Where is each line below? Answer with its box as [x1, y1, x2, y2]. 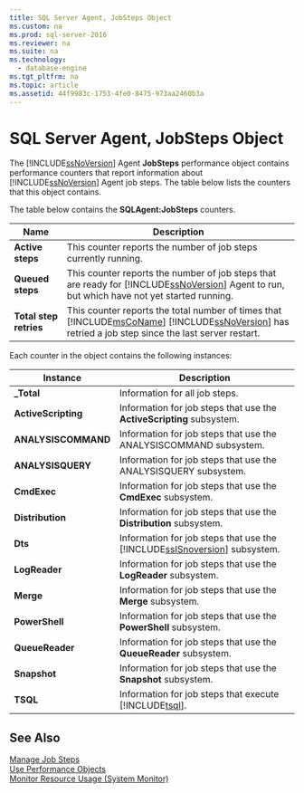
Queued [14, 272, 50, 285]
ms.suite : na [9, 47, 59, 56]
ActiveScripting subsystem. [119, 413, 240, 425]
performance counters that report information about [9, 167, 204, 178]
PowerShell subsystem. [119, 621, 222, 634]
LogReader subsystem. [119, 569, 219, 582]
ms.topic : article [9, 81, 79, 90]
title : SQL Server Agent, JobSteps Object [9, 13, 172, 23]
